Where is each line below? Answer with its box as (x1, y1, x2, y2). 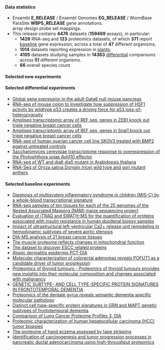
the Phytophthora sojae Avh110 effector (12, 154, 92, 159)
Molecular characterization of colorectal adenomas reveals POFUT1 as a (12, 255, 160, 261)
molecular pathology (12, 297, 54, 303)
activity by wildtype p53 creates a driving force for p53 (12, 106, 125, 112)
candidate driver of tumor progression (12, 260, 90, 266)
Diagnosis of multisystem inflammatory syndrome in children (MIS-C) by (12, 192, 160, 198)
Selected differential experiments (5, 85, 76, 91)
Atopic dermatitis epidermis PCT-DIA (12, 250, 88, 256)
